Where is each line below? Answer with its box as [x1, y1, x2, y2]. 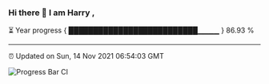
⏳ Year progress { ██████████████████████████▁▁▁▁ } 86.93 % [8, 25, 255, 35]
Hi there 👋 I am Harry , [8, 7, 95, 18]
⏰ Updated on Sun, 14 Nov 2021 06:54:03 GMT [8, 52, 164, 61]
